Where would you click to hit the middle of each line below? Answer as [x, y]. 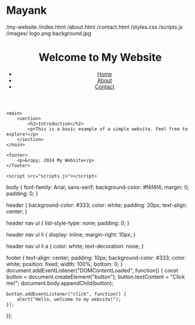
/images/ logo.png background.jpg [49, 33]
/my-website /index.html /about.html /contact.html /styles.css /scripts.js [95, 27]
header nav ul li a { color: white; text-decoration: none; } [75, 246]
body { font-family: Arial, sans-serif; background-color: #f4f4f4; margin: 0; [98, 187]
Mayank [27, 10]
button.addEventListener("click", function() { [66, 294]
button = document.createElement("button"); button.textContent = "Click [96, 277]
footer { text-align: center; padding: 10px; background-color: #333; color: [96, 257]
